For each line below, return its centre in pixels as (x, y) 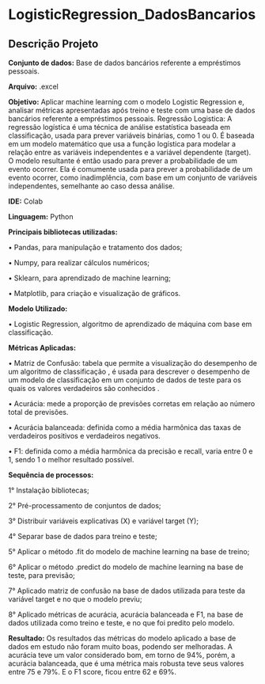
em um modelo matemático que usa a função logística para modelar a (122, 144)
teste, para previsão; (42, 575)
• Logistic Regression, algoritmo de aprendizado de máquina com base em (130, 324)
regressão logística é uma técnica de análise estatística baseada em (119, 127)
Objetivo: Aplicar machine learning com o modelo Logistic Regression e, (127, 102)
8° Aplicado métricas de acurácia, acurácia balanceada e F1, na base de (126, 614)
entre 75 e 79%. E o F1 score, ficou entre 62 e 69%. (92, 672)
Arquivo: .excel (34, 86)
